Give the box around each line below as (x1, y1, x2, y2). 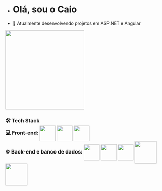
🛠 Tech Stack (5, 117, 40, 124)
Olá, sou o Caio (12, 4, 77, 15)
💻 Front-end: (5, 129, 39, 136)
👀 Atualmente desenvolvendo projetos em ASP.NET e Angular (12, 20, 141, 26)
